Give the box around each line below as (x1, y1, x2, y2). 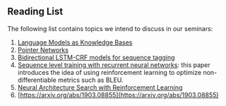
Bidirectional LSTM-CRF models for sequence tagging (17, 53, 175, 61)
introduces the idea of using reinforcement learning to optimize (17, 68, 202, 76)
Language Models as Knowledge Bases (17, 38, 133, 47)
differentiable (17, 76, 56, 84)
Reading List (7, 6, 64, 18)
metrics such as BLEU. (57, 76, 124, 84)
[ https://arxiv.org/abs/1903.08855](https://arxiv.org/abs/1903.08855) (17, 90, 219, 99)
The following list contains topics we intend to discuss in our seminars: (7, 24, 213, 33)
